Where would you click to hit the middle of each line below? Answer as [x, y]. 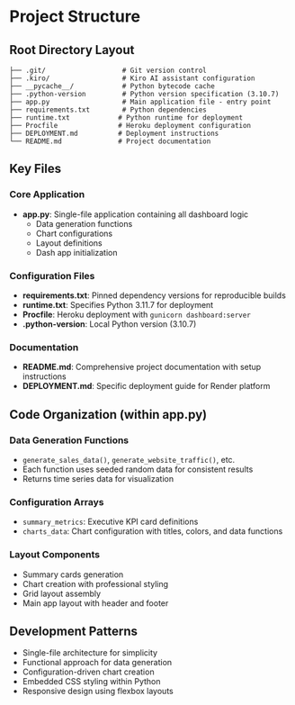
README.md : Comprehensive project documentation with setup [142, 367]
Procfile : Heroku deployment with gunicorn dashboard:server [137, 314]
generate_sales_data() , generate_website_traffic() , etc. [129, 459]
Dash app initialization [77, 252]
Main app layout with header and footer [95, 603]
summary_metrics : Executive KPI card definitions [110, 522]
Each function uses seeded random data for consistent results [138, 469]
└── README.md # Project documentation [110, 141]
